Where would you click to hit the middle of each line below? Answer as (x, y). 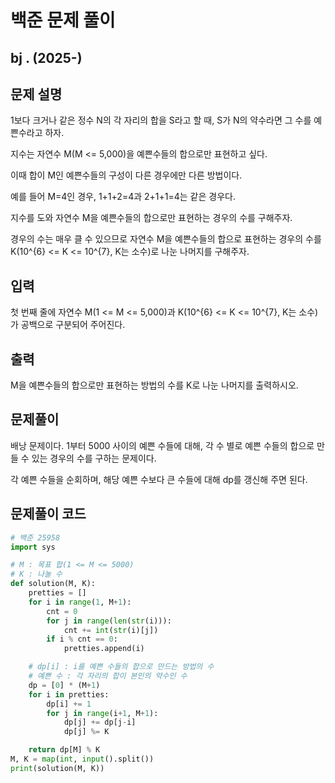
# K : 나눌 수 (36, 574)
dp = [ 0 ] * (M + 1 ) (64, 685)
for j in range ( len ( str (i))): (109, 621)
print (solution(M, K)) (57, 768)
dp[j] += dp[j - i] (100, 722)
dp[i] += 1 (69, 704)
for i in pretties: (69, 694)
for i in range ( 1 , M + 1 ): (80, 602)
